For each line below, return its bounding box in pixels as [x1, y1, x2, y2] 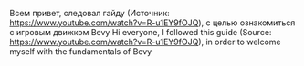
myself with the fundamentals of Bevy [9, 46, 152, 57]
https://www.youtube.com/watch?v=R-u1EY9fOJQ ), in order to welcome [9, 36, 281, 47]
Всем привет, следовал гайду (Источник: [9, 8, 171, 18]
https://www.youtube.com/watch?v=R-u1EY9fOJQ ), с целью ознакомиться [9, 17, 296, 28]
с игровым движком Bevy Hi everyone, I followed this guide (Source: [9, 27, 272, 37]
